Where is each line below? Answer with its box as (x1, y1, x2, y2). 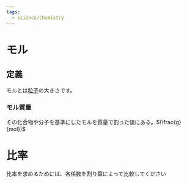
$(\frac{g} (156, 118, 182, 125)
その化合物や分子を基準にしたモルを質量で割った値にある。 (6, 118, 156, 125)
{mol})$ (6, 125, 26, 132)
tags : (6, 9, 20, 15)
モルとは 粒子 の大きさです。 (6, 86, 76, 94)
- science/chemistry (12, 15, 64, 21)
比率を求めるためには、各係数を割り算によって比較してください (6, 170, 167, 177)
